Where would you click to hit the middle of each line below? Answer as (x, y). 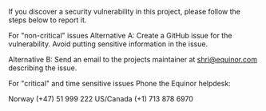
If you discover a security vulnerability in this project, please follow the (125, 12)
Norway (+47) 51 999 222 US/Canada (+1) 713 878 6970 (101, 99)
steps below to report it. (48, 20)
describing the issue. (43, 68)
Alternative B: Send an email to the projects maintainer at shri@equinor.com (133, 59)
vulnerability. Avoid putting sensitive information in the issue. (108, 44)
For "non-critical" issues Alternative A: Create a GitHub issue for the (120, 36)
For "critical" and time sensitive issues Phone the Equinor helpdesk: (120, 83)
